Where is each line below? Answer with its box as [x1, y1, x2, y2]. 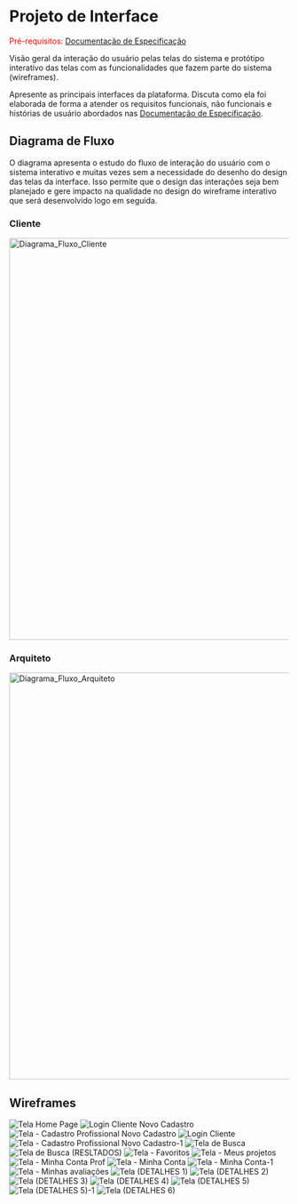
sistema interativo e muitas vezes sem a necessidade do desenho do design [9, 166, 288, 177]
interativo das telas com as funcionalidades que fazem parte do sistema [9, 62, 272, 73]
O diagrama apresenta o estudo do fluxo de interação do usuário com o [9, 157, 271, 168]
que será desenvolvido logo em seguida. [9, 195, 158, 205]
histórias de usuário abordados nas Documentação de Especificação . [9, 108, 263, 118]
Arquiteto [9, 652, 51, 664]
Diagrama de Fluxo [9, 133, 115, 148]
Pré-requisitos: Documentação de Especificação [9, 36, 186, 46]
